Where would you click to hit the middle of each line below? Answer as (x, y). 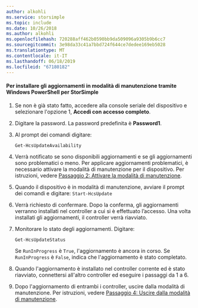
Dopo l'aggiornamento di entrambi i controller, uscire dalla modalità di (100, 286)
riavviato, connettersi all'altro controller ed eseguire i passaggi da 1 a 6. (102, 275)
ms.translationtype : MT (36, 50)
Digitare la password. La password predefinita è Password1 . (88, 123)
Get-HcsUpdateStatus (40, 240)
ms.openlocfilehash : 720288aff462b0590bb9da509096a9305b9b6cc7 (86, 39)
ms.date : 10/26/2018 (32, 28)
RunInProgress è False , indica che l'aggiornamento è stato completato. (101, 257)
